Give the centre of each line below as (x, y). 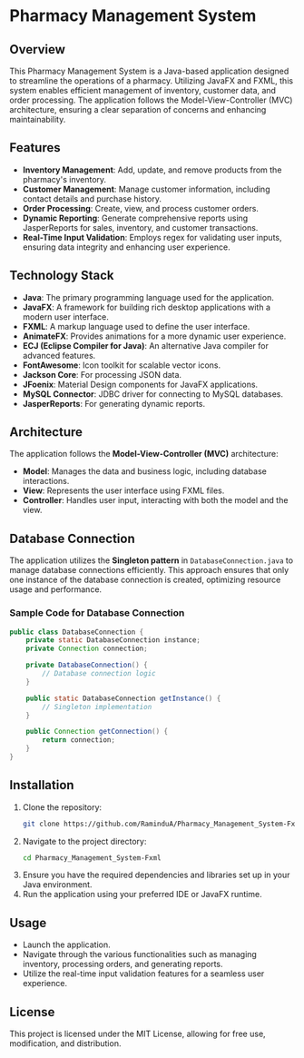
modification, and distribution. (65, 1043)
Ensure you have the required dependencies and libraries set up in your (156, 875)
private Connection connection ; (87, 649)
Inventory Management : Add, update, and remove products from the (152, 170)
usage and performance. (56, 589)
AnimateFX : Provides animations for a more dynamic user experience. (154, 336)
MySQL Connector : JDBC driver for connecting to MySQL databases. (153, 394)
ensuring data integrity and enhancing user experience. (127, 247)
